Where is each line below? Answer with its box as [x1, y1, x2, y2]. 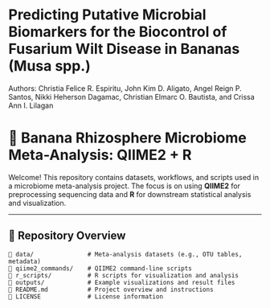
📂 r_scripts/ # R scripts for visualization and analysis [8, 271, 239, 279]
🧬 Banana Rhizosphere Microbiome [8, 129, 247, 147]
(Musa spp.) [8, 57, 91, 76]
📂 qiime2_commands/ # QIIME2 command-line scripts [8, 264, 193, 273]
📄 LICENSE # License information [8, 292, 163, 301]
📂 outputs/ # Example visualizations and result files [8, 278, 235, 286]
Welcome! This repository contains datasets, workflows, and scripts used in [8, 172, 260, 182]
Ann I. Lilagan [8, 101, 54, 110]
